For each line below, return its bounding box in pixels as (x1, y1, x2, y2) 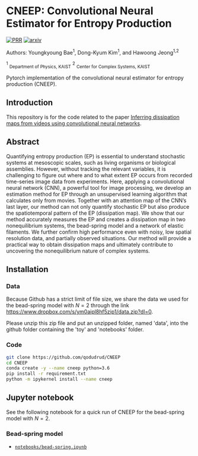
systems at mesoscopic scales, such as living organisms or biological (6, 159, 176, 166)
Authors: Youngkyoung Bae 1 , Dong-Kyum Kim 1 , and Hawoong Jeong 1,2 (6, 47, 179, 56)
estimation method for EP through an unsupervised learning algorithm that (6, 190, 188, 197)
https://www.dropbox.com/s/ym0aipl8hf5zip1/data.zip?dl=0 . (6, 308, 154, 315)
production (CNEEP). (6, 81, 58, 88)
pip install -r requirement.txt (6, 371, 86, 377)
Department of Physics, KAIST (9, 64, 71, 70)
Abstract (6, 137, 40, 147)
